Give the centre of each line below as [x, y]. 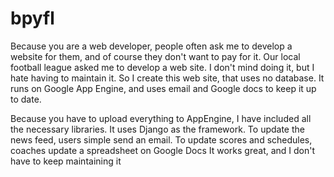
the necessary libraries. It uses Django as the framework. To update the [157, 129]
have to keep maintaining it [66, 161]
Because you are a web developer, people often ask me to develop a [151, 46]
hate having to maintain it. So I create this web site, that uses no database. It [167, 78]
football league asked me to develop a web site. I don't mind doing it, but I [162, 67]
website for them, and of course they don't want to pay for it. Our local [155, 56]
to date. [26, 99]
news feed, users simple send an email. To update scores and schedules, [161, 139]
